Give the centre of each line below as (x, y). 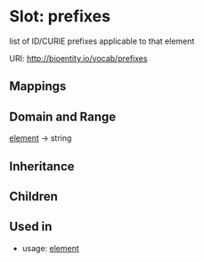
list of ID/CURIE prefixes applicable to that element (102, 41)
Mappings (38, 86)
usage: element (51, 248)
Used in (31, 227)
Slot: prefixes (60, 16)
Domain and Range (63, 116)
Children (33, 196)
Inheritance (42, 166)
